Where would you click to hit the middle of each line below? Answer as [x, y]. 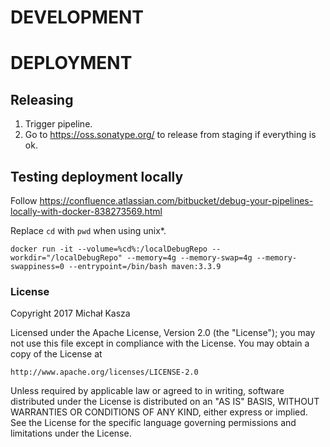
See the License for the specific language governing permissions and [153, 423]
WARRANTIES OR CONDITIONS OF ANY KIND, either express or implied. [159, 412]
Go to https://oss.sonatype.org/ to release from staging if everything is [170, 135]
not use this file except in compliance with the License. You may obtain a [160, 343]
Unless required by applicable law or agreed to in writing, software [147, 391]
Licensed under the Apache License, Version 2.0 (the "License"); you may [163, 333]
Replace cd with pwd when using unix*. [88, 230]
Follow [24, 200]
